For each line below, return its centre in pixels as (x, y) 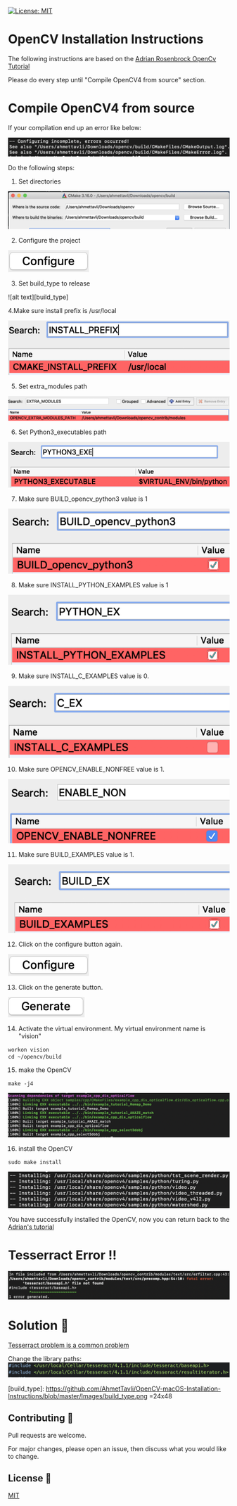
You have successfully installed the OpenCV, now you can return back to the (119, 1220)
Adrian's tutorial (31, 1227)
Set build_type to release (54, 283)
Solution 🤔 (38, 1326)
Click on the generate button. (60, 988)
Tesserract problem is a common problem (69, 1345)
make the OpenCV (45, 1070)
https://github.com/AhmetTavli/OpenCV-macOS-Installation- (133, 1389)
